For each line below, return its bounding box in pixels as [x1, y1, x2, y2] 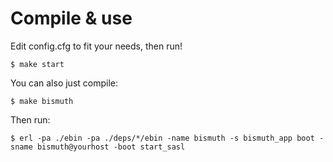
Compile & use [10, 7, 133, 30]
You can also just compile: [10, 77, 118, 89]
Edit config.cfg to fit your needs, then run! [10, 40, 183, 52]
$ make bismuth [10, 96, 74, 106]
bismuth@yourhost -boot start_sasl [36, 142, 186, 152]
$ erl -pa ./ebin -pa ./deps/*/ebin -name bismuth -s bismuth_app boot [10, 133, 315, 143]
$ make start [10, 59, 65, 69]
